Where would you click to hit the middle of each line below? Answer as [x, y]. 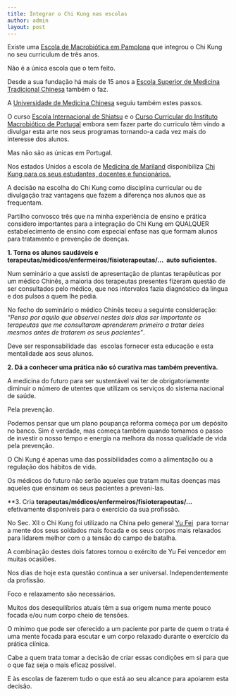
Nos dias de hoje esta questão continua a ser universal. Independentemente [118, 573]
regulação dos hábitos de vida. [52, 467]
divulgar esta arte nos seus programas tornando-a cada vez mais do [107, 132]
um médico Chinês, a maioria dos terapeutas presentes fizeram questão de [117, 281]
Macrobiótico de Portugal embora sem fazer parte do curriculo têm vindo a [116, 124]
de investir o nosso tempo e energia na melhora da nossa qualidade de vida [117, 438]
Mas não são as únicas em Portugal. [60, 153]
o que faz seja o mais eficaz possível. [62, 665]
